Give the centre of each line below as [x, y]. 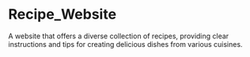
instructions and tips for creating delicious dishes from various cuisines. [125, 44]
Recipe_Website [62, 14]
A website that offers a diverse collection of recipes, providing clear [119, 36]
